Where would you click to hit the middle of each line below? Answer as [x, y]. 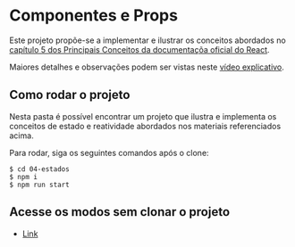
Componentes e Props [94, 16]
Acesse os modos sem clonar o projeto [120, 212]
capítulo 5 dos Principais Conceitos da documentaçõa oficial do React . [139, 49]
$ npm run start [39, 185]
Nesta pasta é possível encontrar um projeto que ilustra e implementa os [143, 116]
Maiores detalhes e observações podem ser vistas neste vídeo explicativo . [147, 67]
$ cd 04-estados [39, 169]
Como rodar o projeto [70, 95]
